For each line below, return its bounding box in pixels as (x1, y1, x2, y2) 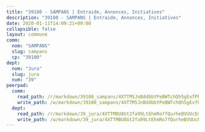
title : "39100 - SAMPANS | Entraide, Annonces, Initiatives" (6, 9, 165, 15)
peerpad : (6, 83, 29, 89)
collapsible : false (6, 26, 56, 32)
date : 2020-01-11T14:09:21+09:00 (6, 20, 92, 26)
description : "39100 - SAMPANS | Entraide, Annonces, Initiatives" (6, 15, 182, 21)
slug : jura (12, 71, 40, 77)
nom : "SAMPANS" (12, 43, 51, 49)
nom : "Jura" (12, 65, 43, 72)
